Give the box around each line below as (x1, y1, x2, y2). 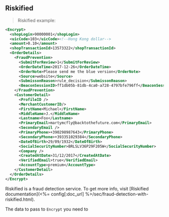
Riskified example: (17, 17, 56, 23)
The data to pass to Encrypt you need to (5, 206, 89, 212)
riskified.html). (5, 196, 35, 202)
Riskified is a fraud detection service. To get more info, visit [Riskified (5, 185, 149, 191)
